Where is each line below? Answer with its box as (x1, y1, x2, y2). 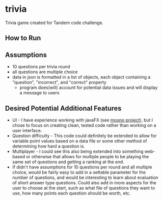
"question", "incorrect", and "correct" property (12, 80, 107, 86)
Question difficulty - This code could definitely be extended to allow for (12, 133, 157, 139)
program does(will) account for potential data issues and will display (19, 85, 158, 90)
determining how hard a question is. (12, 143, 85, 149)
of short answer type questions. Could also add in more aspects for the (12, 179, 157, 185)
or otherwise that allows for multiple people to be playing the (26, 153, 149, 159)
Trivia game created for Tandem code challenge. (5, 20, 104, 26)
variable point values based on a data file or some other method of (12, 138, 147, 144)
